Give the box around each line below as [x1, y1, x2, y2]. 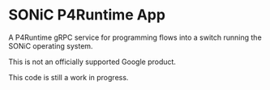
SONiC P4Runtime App [8, 6, 166, 24]
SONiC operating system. [8, 41, 93, 50]
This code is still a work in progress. [8, 72, 129, 82]
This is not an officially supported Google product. [8, 57, 177, 66]
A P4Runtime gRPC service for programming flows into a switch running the [8, 32, 262, 42]
